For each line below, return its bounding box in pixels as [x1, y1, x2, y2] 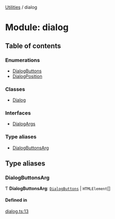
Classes [5, 85, 25, 92]
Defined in [5, 197, 27, 203]
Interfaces [5, 109, 31, 116]
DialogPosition [12, 73, 42, 79]
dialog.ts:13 [5, 208, 29, 214]
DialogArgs [12, 121, 36, 127]
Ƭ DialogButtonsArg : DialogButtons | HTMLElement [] [5, 185, 111, 191]
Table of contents [5, 41, 61, 50]
